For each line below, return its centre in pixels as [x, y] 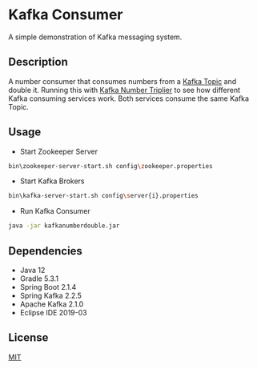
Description [38, 62]
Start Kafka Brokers [52, 181]
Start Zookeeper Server [59, 151]
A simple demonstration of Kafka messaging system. [95, 37]
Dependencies [45, 251]
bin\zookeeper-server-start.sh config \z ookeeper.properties [111, 166]
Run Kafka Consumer [55, 211]
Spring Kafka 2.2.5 [51, 295]
